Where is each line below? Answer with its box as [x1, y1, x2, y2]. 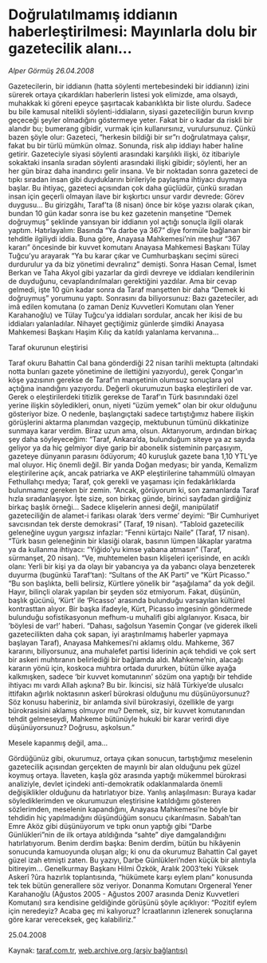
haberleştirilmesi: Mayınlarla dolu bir [8, 22, 257, 41]
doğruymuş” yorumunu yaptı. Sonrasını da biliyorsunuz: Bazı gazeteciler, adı [8, 293, 259, 302]
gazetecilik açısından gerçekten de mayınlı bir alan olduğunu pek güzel [8, 762, 241, 772]
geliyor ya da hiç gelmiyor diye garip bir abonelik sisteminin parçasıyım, [8, 443, 243, 452]
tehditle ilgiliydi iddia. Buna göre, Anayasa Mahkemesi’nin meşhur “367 [8, 234, 241, 243]
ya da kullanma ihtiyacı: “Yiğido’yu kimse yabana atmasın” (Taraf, [8, 544, 222, 554]
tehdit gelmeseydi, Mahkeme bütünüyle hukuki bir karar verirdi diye [8, 714, 230, 724]
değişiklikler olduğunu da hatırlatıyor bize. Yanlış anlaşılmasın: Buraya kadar [8, 787, 257, 797]
